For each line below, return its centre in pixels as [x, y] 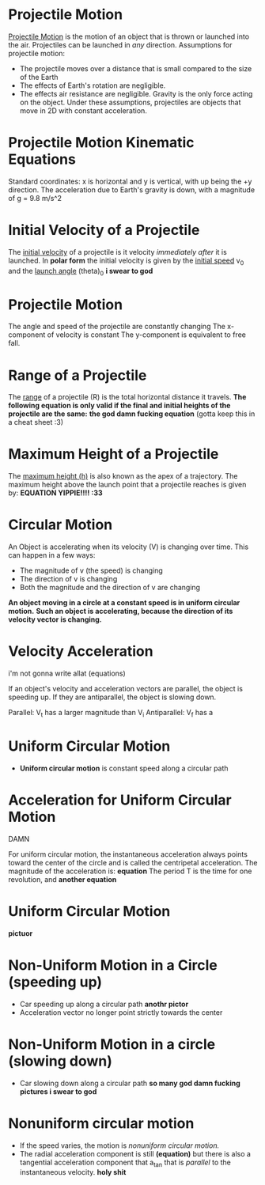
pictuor [21, 933]
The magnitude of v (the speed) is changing [91, 570]
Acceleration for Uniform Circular [120, 800]
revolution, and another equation [62, 879]
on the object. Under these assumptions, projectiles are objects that [130, 102]
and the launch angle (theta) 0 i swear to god [81, 272]
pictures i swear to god [58, 1091]
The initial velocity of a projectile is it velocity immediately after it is [117, 252]
